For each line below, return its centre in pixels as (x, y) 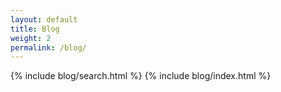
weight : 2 (31, 38)
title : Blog (35, 29)
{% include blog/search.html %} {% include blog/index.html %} (141, 76)
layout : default (44, 19)
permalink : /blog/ (48, 47)
